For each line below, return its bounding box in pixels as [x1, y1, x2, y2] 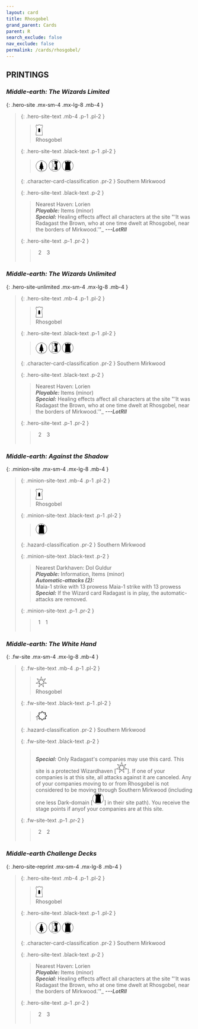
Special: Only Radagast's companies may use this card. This [35, 755, 184, 763]
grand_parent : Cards [6, 22, 58, 28]
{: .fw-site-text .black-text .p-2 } [20, 738, 100, 745]
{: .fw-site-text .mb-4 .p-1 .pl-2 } [20, 665, 100, 672]
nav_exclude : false [6, 41, 55, 47]
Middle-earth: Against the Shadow [6, 452, 108, 460]
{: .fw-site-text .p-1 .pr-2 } [20, 817, 85, 824]
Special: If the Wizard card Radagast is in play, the [35, 589, 159, 596]
